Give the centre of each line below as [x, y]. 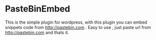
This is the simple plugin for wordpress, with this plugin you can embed [76, 22]
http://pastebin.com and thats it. [37, 32]
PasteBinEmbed [38, 9]
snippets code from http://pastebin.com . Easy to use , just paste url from [78, 27]
